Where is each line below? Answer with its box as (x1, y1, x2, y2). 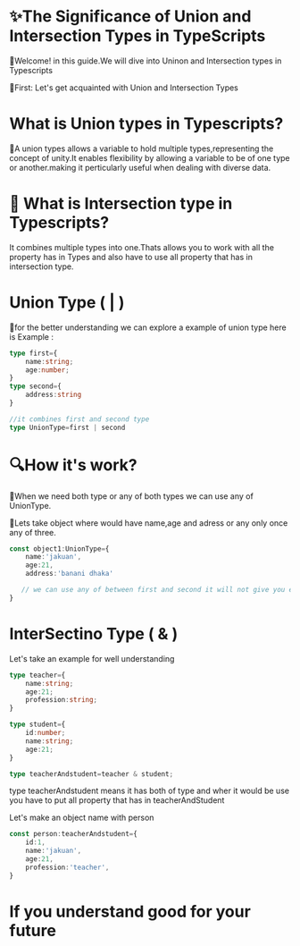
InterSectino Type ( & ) (9, 624, 179, 644)
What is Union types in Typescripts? (9, 114, 284, 134)
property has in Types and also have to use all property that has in (9, 251, 253, 262)
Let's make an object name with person (9, 812, 154, 824)
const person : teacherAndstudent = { (9, 830, 138, 839)
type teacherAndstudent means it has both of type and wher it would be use (9, 785, 290, 797)
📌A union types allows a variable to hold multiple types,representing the (9, 143, 274, 154)
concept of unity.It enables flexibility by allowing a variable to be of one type (9, 152, 290, 163)
